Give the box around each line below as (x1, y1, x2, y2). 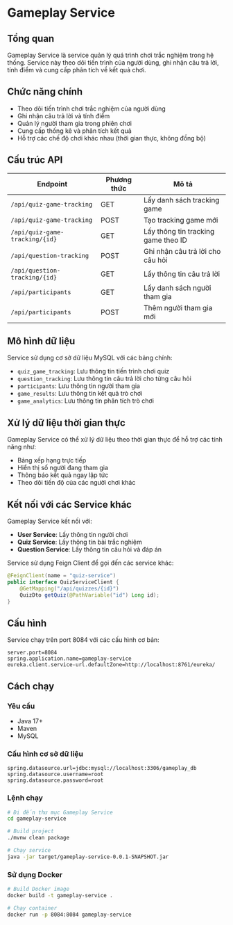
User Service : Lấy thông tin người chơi (17, 531, 128, 539)
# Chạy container (7, 904, 58, 912)
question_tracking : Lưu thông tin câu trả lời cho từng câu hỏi (17, 374, 192, 383)
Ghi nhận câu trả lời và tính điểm (17, 111, 110, 120)
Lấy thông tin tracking (143, 226, 215, 236)
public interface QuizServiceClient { (7, 579, 119, 586)
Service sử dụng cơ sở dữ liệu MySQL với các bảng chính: (7, 353, 173, 362)
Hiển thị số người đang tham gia (17, 464, 109, 472)
